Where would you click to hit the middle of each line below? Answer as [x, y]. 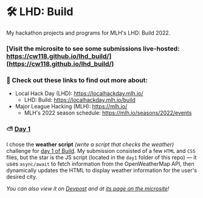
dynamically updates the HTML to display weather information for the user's [102, 171]
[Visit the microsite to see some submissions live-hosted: [93, 48]
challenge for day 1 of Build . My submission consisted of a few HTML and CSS [101, 151]
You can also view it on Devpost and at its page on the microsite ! [88, 189]
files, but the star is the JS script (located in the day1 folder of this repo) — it [101, 157]
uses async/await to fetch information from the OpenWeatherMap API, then [100, 164]
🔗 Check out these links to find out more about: [77, 80]
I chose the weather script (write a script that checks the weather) [90, 144]
